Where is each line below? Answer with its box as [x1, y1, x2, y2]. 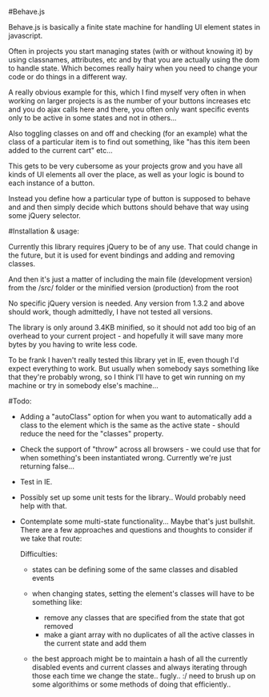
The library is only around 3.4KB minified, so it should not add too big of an [8, 322, 256, 332]
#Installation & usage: [8, 226, 80, 236]
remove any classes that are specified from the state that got [43, 613, 245, 622]
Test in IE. [19, 477, 53, 486]
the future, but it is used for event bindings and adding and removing [8, 250, 235, 260]
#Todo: [8, 396, 32, 406]
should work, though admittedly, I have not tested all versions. [8, 307, 213, 316]
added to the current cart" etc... [8, 146, 114, 155]
